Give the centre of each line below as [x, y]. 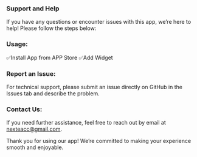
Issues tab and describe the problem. [53, 93]
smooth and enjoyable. [35, 147]
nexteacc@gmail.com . [34, 129]
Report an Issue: [31, 73]
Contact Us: [24, 109]
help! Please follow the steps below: [51, 28]
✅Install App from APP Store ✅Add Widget [60, 57]
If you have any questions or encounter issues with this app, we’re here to [99, 22]
